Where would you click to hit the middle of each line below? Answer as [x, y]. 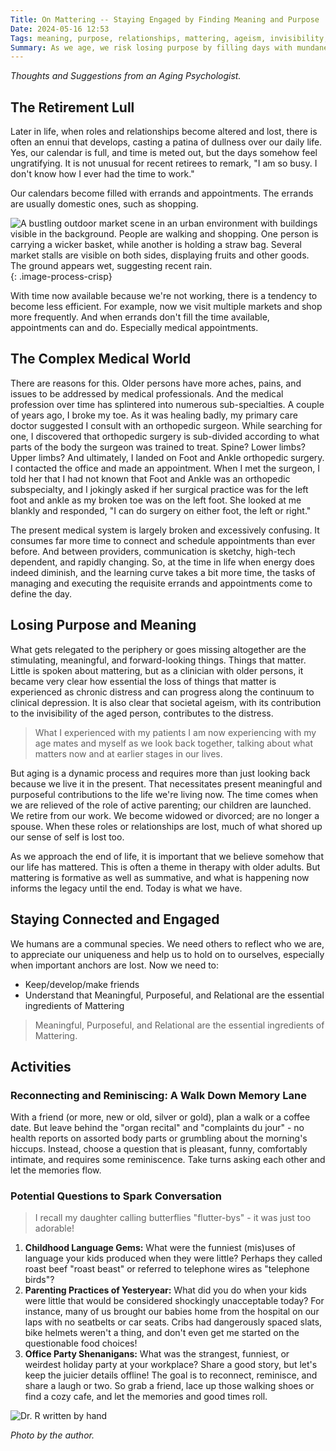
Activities [41, 1066]
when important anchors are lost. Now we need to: [115, 965]
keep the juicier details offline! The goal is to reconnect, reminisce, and [171, 1375]
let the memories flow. [56, 1170]
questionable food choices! [81, 1343]
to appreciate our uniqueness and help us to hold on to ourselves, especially [167, 954]
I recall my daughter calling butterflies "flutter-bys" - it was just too [173, 1218]
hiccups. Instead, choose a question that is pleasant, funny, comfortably [159, 1149]
